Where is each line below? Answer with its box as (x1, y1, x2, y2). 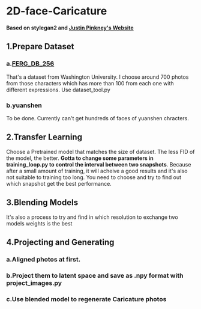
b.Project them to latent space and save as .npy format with (6, 271, 184, 280)
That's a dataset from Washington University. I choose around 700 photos (6, 73, 189, 81)
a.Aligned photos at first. (6, 255, 81, 263)
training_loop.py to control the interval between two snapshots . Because (6, 161, 191, 168)
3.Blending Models (6, 197, 79, 208)
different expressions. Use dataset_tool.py (6, 86, 111, 93)
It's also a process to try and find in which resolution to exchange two (6, 213, 178, 221)
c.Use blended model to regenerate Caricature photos (6, 295, 167, 303)
